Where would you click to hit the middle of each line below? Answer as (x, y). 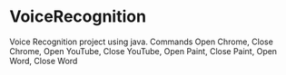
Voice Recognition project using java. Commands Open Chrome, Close (142, 42)
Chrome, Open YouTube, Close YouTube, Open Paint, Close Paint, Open (143, 51)
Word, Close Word (44, 61)
